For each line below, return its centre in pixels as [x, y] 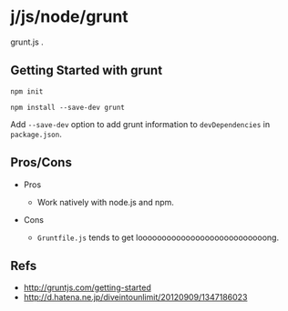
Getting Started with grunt [87, 70]
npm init [27, 91]
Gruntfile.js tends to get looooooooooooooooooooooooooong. [158, 237]
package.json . [36, 134]
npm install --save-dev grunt [68, 107]
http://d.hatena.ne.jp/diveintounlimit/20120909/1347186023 [135, 297]
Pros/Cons [41, 162]
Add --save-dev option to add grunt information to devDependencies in [140, 124]
